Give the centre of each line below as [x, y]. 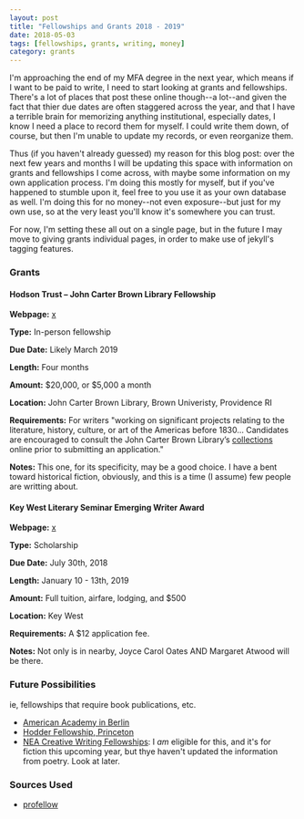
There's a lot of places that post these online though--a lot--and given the [148, 98]
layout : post [34, 18]
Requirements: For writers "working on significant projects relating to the [147, 420]
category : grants [42, 52]
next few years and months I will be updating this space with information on [151, 163]
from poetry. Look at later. [71, 761]
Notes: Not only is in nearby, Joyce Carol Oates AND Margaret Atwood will [149, 651]
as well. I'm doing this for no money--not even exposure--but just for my [145, 202]
